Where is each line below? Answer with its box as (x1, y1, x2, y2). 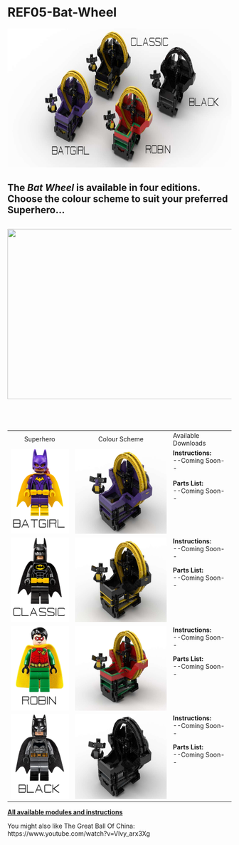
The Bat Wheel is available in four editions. (7, 182, 201, 194)
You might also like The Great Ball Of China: (7, 821, 135, 831)
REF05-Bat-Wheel (7, 4, 117, 21)
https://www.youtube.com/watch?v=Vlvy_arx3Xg (7, 829, 151, 838)
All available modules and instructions (7, 808, 123, 816)
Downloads (173, 439, 206, 447)
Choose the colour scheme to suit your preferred (7, 193, 228, 205)
